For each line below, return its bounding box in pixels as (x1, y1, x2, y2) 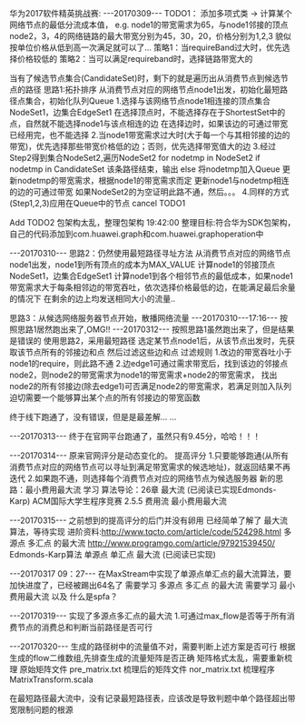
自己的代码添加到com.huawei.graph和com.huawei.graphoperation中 (9, 228, 264, 239)
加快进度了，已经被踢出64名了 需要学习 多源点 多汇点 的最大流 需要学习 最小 (9, 580, 296, 590)
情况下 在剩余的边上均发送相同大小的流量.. (16, 294, 176, 304)
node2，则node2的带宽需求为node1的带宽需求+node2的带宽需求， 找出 (9, 369, 278, 380)
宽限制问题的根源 (9, 704, 74, 715)
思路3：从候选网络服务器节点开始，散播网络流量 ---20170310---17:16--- (9, 313, 279, 323)
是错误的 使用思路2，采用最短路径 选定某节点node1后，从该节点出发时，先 (9, 336, 288, 346)
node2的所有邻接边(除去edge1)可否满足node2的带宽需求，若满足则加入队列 (9, 381, 292, 391)
